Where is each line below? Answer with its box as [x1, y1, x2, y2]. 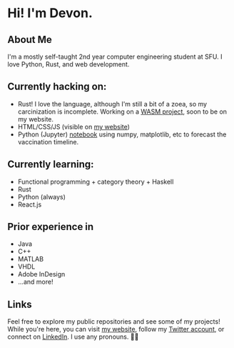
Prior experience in [7, 221, 94, 233]
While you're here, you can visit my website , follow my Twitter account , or [7, 325, 225, 334]
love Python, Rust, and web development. [7, 60, 130, 69]
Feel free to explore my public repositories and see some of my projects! [7, 317, 220, 326]
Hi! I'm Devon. [7, 5, 93, 21]
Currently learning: [7, 159, 94, 171]
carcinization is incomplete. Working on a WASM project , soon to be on [17, 107, 227, 116]
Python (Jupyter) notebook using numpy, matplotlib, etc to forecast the [17, 130, 227, 139]
